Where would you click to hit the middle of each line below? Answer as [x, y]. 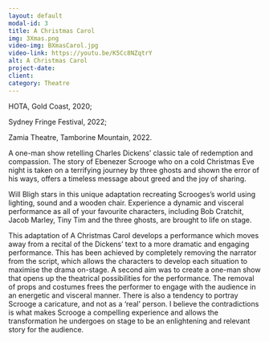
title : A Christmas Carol [51, 31]
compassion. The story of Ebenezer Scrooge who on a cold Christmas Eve [131, 161]
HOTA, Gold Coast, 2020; [50, 106]
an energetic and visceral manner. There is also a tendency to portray [123, 295]
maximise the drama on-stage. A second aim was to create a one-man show [134, 270]
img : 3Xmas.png [34, 38]
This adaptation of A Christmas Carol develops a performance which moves [134, 235]
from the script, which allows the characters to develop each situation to [128, 261]
